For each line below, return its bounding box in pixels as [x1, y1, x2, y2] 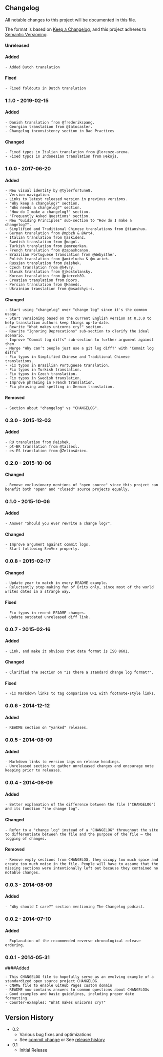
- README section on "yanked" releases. [5, 725, 89, 730]
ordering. [5, 943, 25, 948]
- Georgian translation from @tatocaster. [5, 124, 93, 129]
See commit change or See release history [19, 1037, 105, 1043]
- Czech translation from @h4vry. [5, 265, 76, 270]
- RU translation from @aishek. [5, 439, 71, 445]
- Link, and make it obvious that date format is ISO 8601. [5, 649, 130, 654]
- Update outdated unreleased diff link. [5, 615, 91, 620]
